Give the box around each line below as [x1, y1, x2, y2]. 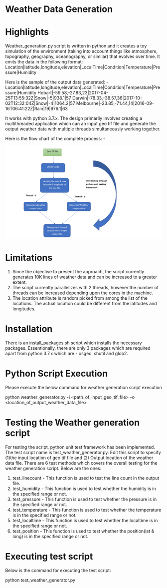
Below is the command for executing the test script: [5, 567, 111, 573]
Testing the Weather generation [5, 417, 140, 428]
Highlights [5, 26, 49, 38]
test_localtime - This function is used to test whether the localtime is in [12, 517, 158, 523]
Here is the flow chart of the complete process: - [5, 136, 106, 142]
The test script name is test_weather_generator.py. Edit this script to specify [5, 449, 161, 455]
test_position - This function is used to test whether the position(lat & [12, 528, 155, 534]
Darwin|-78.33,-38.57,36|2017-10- [72, 95, 143, 101]
